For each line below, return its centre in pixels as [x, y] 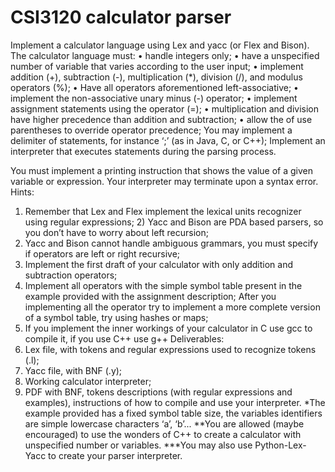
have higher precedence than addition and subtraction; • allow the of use [161, 119]
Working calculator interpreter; [88, 381]
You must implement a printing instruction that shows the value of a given [161, 170]
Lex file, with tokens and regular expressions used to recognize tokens [170, 349]
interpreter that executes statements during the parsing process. [143, 151]
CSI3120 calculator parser [121, 17]
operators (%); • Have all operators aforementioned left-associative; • [154, 87]
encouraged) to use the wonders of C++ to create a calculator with [163, 434]
